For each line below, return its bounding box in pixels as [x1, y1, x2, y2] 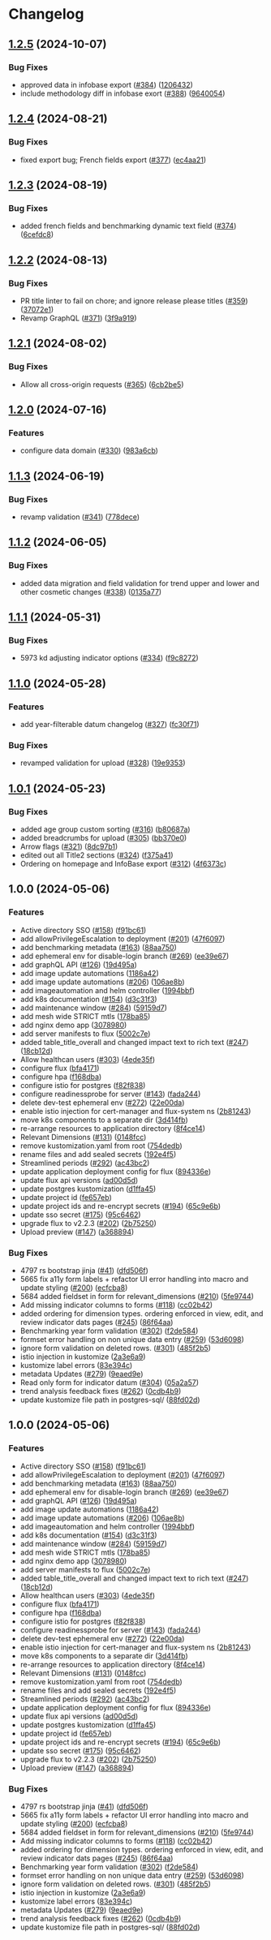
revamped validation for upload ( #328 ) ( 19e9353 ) [19, 758, 186, 768]
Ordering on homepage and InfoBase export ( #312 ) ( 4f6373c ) [19, 859, 227, 869]
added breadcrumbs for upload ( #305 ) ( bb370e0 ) [19, 833, 187, 843]
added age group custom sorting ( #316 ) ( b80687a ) [19, 824, 191, 834]
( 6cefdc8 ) [19, 230, 54, 239]
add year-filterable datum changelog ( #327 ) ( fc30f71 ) [19, 720, 200, 729]
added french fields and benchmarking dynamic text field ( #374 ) [19, 221, 237, 231]
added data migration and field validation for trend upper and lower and [19, 578, 260, 588]
